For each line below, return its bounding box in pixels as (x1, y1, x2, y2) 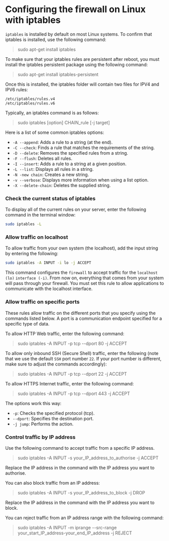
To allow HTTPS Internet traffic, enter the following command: (5, 380, 134, 386)
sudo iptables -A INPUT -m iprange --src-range (17, 524, 117, 530)
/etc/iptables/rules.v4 (5, 96, 55, 101)
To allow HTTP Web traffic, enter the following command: (5, 331, 125, 337)
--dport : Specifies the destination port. (12, 415, 94, 421)
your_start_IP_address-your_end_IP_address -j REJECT (17, 530, 132, 536)
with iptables (5, 14, 61, 26)
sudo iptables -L (5, 222, 42, 227)
